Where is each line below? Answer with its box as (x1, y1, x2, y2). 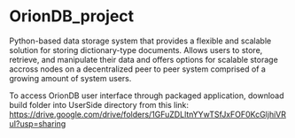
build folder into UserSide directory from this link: (9, 99, 189, 110)
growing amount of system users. (9, 73, 132, 83)
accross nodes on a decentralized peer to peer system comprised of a (9, 64, 266, 74)
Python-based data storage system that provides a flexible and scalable (9, 35, 272, 46)
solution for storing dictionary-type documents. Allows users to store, (9, 44, 263, 55)
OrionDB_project (9, 6, 135, 27)
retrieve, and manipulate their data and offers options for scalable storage (9, 54, 279, 65)
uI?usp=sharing (9, 118, 66, 129)
